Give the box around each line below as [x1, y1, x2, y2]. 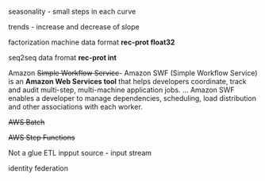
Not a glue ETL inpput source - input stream [8, 148, 152, 157]
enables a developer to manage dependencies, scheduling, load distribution [8, 94, 256, 102]
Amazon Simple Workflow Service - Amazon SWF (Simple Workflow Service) [8, 68, 258, 78]
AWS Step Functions [8, 133, 75, 142]
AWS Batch [8, 117, 45, 126]
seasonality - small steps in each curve [8, 7, 136, 16]
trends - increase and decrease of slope [8, 22, 140, 31]
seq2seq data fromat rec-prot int [8, 53, 117, 62]
